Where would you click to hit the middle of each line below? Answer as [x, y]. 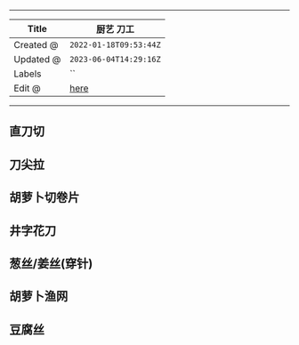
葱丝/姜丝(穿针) [51, 263]
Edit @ [28, 88]
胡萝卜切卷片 [44, 198]
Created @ [36, 45]
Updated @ [37, 59]
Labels [28, 74]
